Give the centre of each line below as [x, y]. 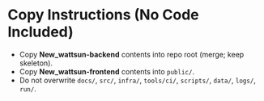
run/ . [28, 88]
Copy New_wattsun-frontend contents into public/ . [107, 71]
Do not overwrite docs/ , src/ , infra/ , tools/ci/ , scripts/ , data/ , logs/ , [138, 80]
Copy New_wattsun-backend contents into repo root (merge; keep [132, 54]
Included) [40, 32]
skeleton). [36, 63]
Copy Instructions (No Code [103, 15]
